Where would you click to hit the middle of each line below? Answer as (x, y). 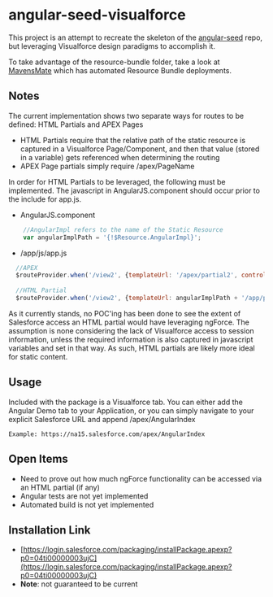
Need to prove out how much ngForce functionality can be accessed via (141, 478)
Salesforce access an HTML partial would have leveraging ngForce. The (129, 322)
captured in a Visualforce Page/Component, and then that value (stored (140, 149)
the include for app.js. (45, 199)
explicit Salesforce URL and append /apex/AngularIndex (102, 419)
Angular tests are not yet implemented (84, 496)
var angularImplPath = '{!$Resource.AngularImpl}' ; (112, 237)
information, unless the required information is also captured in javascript (131, 339)
